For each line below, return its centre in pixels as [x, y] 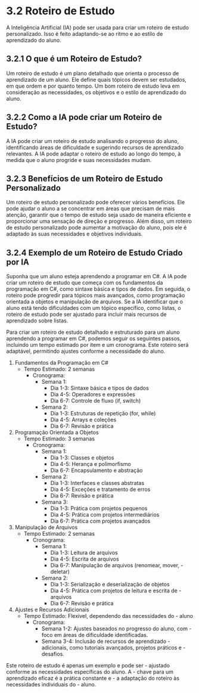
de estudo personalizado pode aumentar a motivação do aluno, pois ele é [97, 228]
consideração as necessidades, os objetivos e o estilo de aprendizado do [96, 92]
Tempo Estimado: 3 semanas [59, 439]
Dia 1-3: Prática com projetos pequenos [99, 508]
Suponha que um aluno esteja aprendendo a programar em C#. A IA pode [97, 276]
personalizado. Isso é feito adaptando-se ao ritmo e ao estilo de [85, 33]
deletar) [60, 572]
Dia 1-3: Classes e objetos [82, 458]
